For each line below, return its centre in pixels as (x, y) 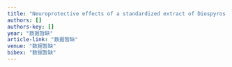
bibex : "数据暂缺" (32, 53)
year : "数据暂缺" (30, 33)
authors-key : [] (31, 27)
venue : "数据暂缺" (32, 46)
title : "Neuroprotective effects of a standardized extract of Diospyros (117, 14)
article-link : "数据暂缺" (43, 40)
